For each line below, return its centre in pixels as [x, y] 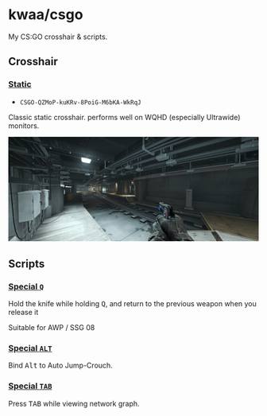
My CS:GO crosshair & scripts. [58, 37]
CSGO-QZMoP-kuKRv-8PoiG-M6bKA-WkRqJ [80, 102]
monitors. [24, 126]
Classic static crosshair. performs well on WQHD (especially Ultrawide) [124, 117]
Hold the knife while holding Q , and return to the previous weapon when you [132, 303]
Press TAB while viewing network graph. [74, 403]
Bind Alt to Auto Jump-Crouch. [60, 365]
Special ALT [30, 348]
